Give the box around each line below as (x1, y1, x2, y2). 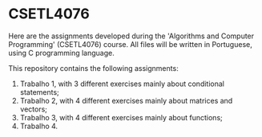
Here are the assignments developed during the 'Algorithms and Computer (8, 31, 255, 41)
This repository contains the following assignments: (8, 63, 179, 72)
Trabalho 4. (19, 121, 58, 131)
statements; (19, 87, 60, 96)
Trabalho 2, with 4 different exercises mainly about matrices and (19, 96, 233, 105)
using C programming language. (8, 48, 115, 57)
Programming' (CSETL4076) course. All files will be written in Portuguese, (8, 39, 252, 49)
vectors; (19, 104, 48, 114)
